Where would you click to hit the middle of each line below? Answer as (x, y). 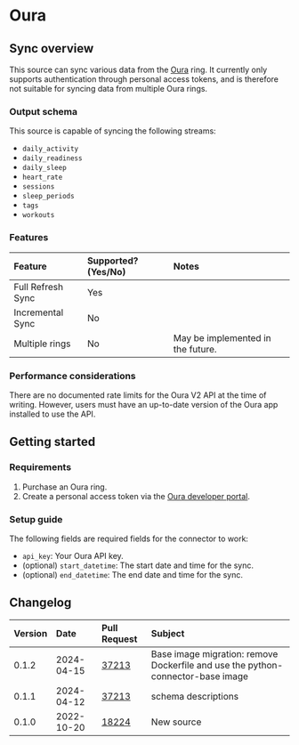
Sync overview (52, 49)
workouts (38, 215)
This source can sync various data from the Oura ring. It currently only (138, 69)
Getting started (53, 442)
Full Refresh (39, 287)
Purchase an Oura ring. (65, 487)
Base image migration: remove (214, 653)
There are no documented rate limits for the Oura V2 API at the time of (138, 395)
